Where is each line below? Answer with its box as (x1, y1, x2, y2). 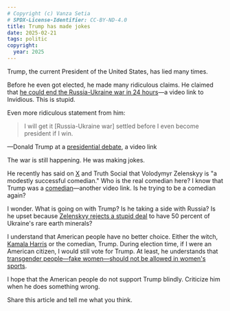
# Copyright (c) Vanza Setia (7, 10, 91, 17)
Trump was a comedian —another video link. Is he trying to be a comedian (7, 184, 216, 192)
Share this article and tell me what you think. (7, 295, 133, 303)
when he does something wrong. (7, 282, 100, 290)
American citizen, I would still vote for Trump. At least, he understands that (7, 247, 218, 255)
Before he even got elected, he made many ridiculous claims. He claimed (7, 81, 214, 89)
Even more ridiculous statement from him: (7, 108, 126, 117)
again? (7, 191, 26, 200)
